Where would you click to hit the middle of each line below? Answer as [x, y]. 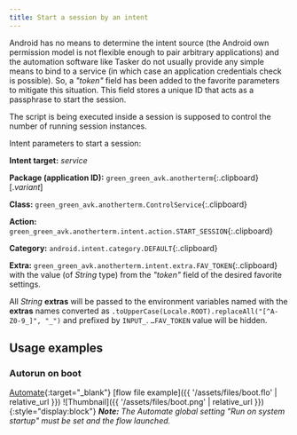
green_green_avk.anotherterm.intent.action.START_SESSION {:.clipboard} [141, 231]
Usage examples [56, 348]
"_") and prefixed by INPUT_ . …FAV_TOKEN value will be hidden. [156, 320]
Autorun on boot [45, 373]
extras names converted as [59, 311]
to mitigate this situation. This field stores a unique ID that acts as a [132, 90]
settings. [25, 284]
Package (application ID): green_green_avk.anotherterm [111, 178]
